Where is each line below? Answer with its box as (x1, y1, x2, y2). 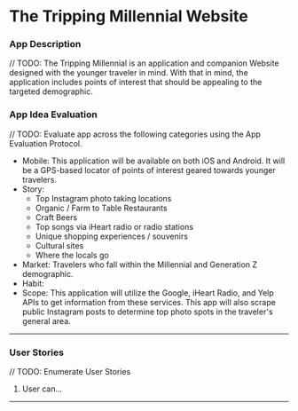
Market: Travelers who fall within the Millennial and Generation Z (21, 259, 258, 270)
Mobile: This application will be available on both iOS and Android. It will (21, 155, 286, 166)
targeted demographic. (9, 86, 93, 97)
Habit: (21, 278, 44, 288)
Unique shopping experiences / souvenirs (35, 231, 189, 241)
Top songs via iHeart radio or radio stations (35, 221, 193, 232)
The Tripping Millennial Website (9, 6, 248, 27)
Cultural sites (35, 240, 84, 250)
